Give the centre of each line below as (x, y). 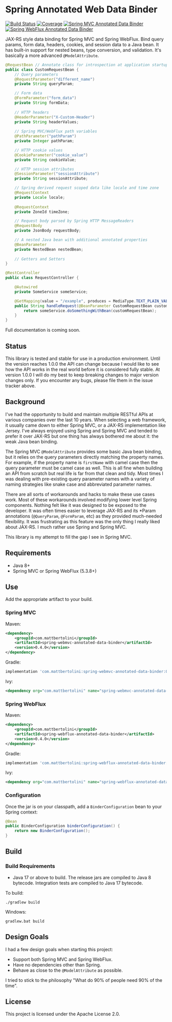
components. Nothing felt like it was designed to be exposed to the (76, 505)
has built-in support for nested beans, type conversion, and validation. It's (83, 50)
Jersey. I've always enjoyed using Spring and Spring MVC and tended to (81, 430)
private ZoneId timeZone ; (42, 212)
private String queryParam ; (44, 84)
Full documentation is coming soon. (43, 330)
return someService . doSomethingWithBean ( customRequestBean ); (90, 311)
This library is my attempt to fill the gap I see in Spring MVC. (69, 537)
